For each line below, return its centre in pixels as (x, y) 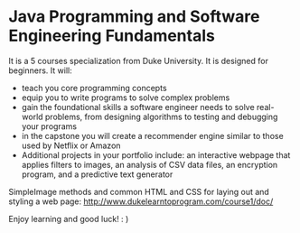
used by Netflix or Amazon (71, 145)
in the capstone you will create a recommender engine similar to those (152, 135)
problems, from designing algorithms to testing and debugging (161, 116)
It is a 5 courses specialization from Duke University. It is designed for (138, 61)
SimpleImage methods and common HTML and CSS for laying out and (139, 191)
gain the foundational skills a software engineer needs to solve (138, 107)
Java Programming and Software (134, 17)
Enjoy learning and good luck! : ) (69, 219)
